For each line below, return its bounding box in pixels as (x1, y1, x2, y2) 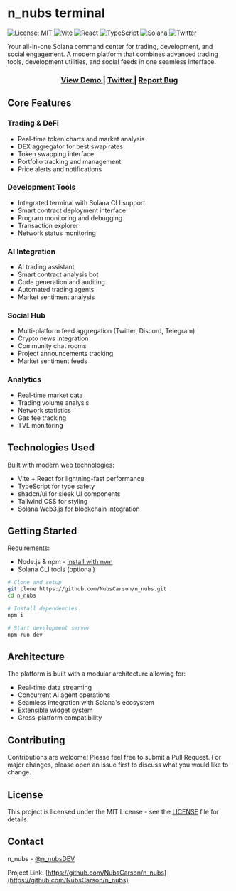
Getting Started (7, 524, 77, 537)
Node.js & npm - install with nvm (17, 558, 113, 566)
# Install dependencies (7, 605, 78, 612)
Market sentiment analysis (17, 293, 95, 301)
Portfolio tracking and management (17, 157, 122, 166)
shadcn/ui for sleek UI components (17, 489, 121, 498)
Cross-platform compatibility (17, 713, 102, 722)
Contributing (7, 734, 65, 746)
